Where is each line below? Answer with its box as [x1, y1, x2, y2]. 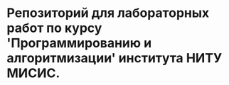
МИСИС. [6, 65, 60, 81]
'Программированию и [6, 35, 152, 51]
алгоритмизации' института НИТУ [6, 50, 223, 67]
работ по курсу [6, 20, 102, 36]
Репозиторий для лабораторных [6, 5, 210, 21]
